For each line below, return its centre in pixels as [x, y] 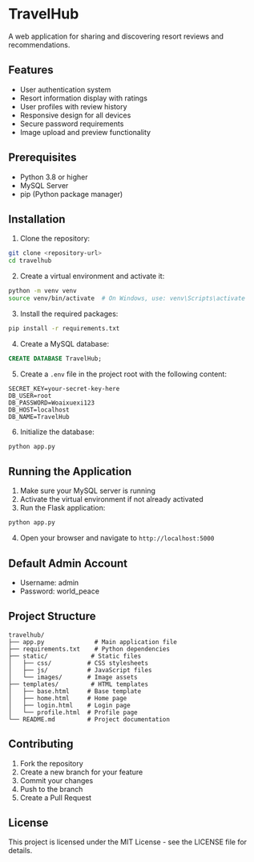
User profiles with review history [73, 106]
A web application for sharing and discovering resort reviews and [116, 36]
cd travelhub [30, 261]
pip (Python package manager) [71, 194]
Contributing [41, 744]
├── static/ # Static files [75, 656]
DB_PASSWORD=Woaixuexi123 [51, 403]
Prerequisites [42, 158]
